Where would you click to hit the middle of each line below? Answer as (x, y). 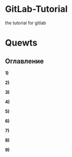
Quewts (21, 43)
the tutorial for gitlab (26, 23)
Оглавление (24, 61)
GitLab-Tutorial (36, 9)
